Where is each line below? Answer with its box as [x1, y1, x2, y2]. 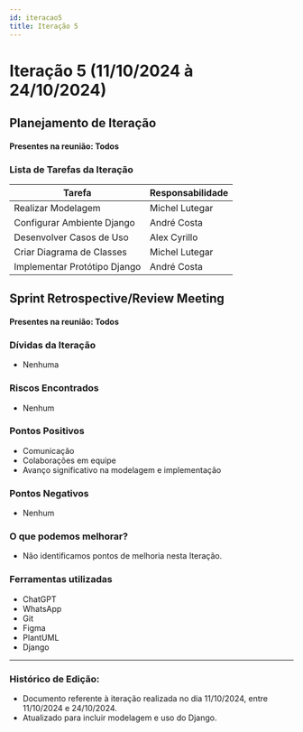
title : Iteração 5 [9, 22, 78, 31]
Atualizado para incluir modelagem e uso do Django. [22, 712, 217, 723]
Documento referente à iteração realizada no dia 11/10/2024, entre [22, 693, 269, 704]
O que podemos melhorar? [9, 530, 129, 542]
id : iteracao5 [9, 13, 63, 23]
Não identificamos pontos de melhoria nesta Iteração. [22, 551, 223, 561]
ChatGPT [22, 593, 57, 605]
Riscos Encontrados [9, 382, 99, 394]
